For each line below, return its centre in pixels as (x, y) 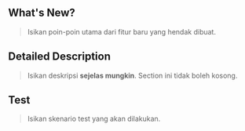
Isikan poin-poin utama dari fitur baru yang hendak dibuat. (121, 31)
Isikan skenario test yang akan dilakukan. (94, 119)
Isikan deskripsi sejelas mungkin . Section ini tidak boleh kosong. (132, 75)
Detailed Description (60, 57)
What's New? (42, 13)
